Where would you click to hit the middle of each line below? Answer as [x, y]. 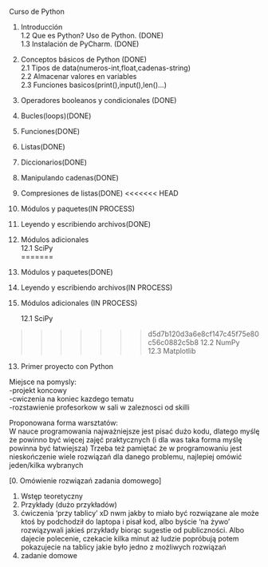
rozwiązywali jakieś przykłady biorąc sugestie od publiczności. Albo [132, 530]
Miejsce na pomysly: [43, 382]
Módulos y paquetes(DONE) [67, 272]
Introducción [41, 27]
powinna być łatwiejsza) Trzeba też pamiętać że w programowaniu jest [126, 448]
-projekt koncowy [38, 390]
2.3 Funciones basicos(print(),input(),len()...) [93, 85]
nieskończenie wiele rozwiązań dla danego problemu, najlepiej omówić [126, 457]
